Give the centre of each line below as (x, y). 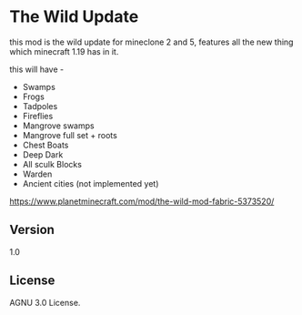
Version (32, 230)
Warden (37, 174)
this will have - (37, 69)
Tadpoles (40, 106)
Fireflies (38, 116)
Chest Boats (45, 145)
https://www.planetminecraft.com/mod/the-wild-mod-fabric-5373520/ (142, 201)
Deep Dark (43, 154)
